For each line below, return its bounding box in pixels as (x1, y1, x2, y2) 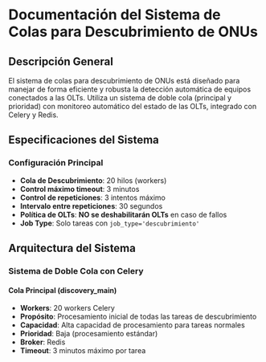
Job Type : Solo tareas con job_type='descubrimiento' (19, 218, 200, 228)
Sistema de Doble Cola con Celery (8, 266, 144, 276)
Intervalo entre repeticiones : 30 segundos (19, 201, 163, 210)
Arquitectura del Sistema (8, 242, 137, 255)
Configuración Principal (8, 157, 104, 169)
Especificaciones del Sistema (8, 133, 159, 147)
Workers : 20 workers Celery (19, 303, 115, 313)
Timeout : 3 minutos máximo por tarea (19, 346, 146, 356)
